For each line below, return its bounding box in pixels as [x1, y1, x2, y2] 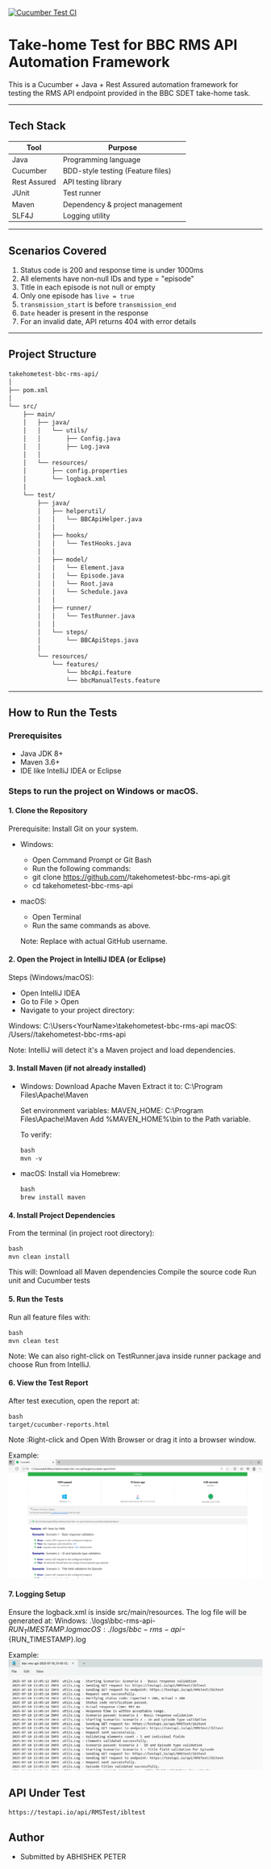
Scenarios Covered [8, 244, 107, 257]
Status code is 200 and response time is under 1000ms [19, 265, 204, 275]
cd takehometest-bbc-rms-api [31, 880, 133, 891]
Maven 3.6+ [19, 757, 60, 766]
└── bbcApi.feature [65, 668, 131, 677]
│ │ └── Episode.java [37, 571, 125, 580]
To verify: [19, 1130, 52, 1140]
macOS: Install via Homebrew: [19, 1169, 121, 1179]
